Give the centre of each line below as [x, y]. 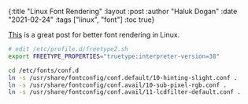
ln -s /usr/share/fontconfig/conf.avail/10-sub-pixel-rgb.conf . [117, 85]
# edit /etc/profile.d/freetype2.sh [68, 49]
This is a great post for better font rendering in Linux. [94, 35]
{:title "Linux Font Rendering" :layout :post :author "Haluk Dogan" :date [123, 11]
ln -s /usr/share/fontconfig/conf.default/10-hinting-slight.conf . [123, 77]
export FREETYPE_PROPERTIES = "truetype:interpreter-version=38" [114, 56]
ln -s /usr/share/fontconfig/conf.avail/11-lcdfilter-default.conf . [125, 92]
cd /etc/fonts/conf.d [44, 70]
